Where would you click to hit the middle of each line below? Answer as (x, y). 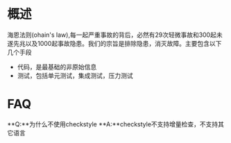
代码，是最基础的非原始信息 (57, 67)
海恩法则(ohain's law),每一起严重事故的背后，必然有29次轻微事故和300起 (112, 35)
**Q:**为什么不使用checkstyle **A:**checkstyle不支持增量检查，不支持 (113, 124)
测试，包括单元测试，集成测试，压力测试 (75, 75)
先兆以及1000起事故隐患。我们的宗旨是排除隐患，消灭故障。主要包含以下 (117, 43)
